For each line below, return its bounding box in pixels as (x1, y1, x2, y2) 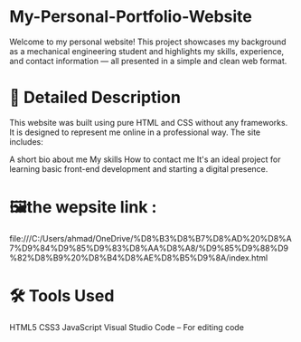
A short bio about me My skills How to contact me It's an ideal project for (9, 154, 281, 165)
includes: (9, 136, 43, 147)
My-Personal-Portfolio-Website (9, 6, 253, 27)
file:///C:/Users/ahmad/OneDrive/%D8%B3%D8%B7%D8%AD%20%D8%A (9, 233, 292, 243)
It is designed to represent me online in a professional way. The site (9, 127, 261, 138)
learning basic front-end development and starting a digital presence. (9, 163, 268, 174)
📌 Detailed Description (9, 88, 181, 108)
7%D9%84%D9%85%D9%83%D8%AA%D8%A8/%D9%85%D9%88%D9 (9, 242, 289, 253)
